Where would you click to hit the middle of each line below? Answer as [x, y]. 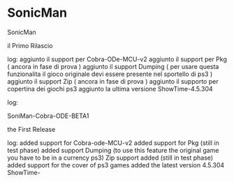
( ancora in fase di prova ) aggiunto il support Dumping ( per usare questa [113, 66]
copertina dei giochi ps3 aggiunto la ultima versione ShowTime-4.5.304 [110, 89]
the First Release [31, 129]
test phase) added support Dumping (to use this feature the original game [113, 150]
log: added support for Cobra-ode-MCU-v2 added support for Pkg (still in [113, 143]
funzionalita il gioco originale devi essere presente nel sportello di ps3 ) [110, 74]
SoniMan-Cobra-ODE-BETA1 [48, 116]
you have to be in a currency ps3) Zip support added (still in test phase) [110, 158]
